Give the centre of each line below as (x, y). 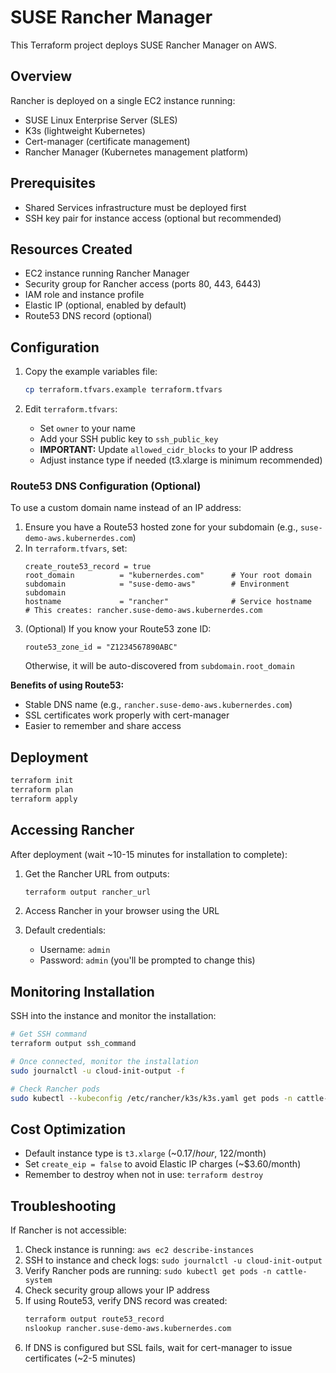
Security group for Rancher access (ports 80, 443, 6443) (143, 284)
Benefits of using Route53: (67, 685)
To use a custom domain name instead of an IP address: (126, 508)
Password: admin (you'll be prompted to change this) (147, 960)
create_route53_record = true (88, 567)
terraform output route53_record (94, 1319)
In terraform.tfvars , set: (76, 548)
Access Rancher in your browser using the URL (122, 911)
